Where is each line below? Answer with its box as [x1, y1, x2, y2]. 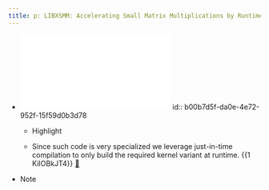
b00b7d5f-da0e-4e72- [183, 102, 260, 111]
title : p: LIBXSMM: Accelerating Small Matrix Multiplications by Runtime [8, 11, 263, 20]
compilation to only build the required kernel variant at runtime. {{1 [31, 150, 251, 160]
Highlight [31, 126, 62, 135]
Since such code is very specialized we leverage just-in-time [31, 141, 233, 151]
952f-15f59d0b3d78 [19, 110, 87, 120]
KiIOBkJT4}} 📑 [31, 158, 80, 168]
